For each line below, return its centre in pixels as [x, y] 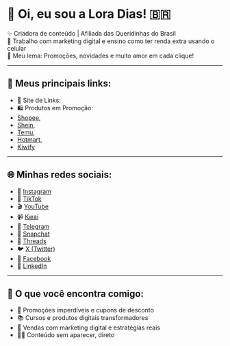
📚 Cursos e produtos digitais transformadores [82, 318]
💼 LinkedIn [32, 266]
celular [17, 48]
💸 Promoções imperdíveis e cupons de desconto [85, 310]
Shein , [26, 125]
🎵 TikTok [29, 199]
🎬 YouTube [33, 206]
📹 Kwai [28, 217]
